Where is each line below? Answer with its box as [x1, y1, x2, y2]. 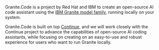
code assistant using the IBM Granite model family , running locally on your [5, 9, 155, 15]
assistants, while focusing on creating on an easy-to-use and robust [5, 34, 142, 40]
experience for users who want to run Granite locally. [5, 39, 112, 45]
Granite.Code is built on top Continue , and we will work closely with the [5, 24, 148, 30]
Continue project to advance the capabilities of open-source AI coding [5, 29, 147, 34]
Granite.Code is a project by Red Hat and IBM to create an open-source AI [5, 4, 154, 10]
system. [5, 15, 21, 20]
